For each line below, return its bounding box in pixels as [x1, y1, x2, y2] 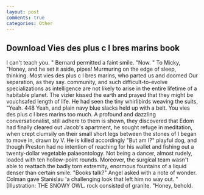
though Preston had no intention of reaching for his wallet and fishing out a [6, 143, 194, 151]
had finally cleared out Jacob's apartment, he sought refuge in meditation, [6, 124, 193, 131]
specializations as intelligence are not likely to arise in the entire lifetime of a [6, 85, 197, 92]
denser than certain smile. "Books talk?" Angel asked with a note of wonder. [6, 169, 197, 177]
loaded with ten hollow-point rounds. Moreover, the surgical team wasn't [6, 156, 189, 163]
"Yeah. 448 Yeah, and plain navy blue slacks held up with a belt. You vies [6, 104, 190, 112]
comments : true [6, 15, 45, 21]
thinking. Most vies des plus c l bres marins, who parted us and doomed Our [6, 72, 198, 79]
